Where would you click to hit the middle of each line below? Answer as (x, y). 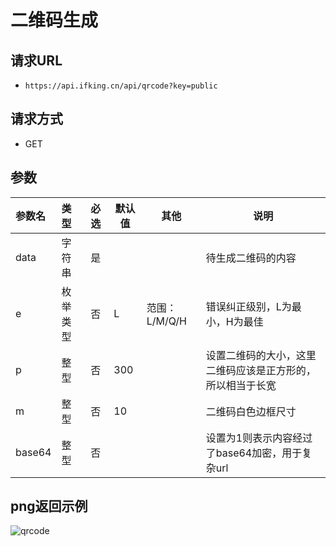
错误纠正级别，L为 (248, 306)
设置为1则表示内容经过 (259, 438)
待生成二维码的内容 (251, 258)
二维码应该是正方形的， (261, 370)
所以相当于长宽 (241, 385)
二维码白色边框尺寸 (251, 411)
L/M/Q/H (166, 321)
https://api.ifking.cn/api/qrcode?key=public (121, 86)
